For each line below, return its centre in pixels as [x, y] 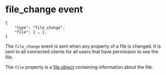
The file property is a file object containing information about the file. [79, 67]
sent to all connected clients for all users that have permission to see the [82, 51]
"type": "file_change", [40, 27]
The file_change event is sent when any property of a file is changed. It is [83, 46]
